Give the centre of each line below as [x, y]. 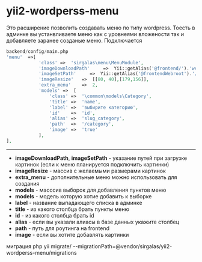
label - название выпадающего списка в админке [78, 203]
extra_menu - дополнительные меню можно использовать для [96, 177]
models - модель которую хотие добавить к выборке [83, 196]
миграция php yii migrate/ [39, 246]
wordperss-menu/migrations [41, 252]
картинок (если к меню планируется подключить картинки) [92, 164]
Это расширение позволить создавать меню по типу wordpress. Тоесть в [101, 28]
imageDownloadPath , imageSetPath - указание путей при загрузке [101, 158]
